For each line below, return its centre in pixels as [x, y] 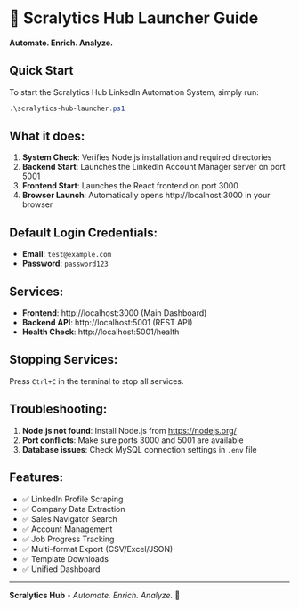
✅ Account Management [67, 529]
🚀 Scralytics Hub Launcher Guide [134, 18]
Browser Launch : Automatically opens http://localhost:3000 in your [146, 196]
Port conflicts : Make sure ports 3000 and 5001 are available [133, 440]
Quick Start [41, 71]
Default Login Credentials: [84, 232]
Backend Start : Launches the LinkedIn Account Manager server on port [154, 167]
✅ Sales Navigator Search [69, 518]
